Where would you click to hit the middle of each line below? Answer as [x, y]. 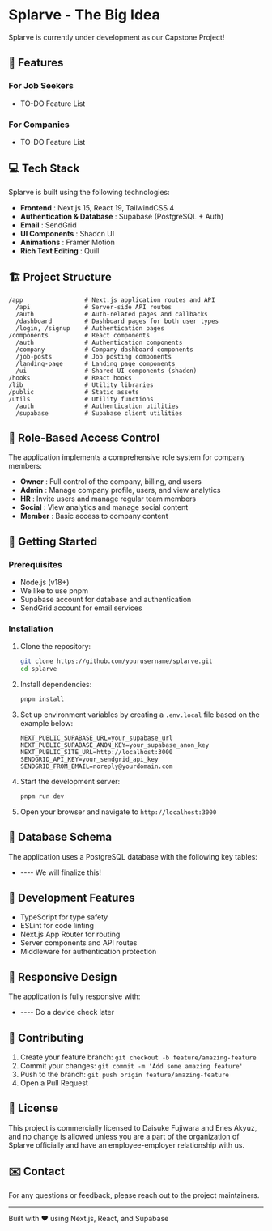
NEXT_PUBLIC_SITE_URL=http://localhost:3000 [96, 752]
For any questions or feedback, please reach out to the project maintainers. [134, 1195]
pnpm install [42, 699]
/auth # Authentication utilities [98, 406]
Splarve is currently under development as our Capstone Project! [117, 37]
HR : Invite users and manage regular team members [108, 499]
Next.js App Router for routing [70, 934]
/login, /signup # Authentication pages [90, 328]
